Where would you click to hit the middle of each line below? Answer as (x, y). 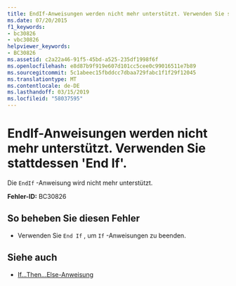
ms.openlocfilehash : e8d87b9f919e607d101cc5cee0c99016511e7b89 (102, 66)
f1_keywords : (26, 27)
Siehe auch (32, 258)
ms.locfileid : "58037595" (45, 99)
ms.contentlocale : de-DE (44, 86)
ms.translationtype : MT (42, 79)
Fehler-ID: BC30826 (37, 196)
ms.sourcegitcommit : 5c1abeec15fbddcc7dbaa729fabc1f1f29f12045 (102, 72)
